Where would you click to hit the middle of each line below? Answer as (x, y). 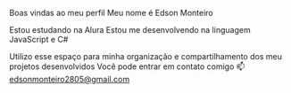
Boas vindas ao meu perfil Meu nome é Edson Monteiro (112, 13)
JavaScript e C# (39, 39)
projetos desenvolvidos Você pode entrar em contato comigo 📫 (127, 66)
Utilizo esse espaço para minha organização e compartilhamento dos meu (146, 56)
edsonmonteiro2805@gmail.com (70, 79)
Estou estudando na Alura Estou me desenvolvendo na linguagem (130, 30)
